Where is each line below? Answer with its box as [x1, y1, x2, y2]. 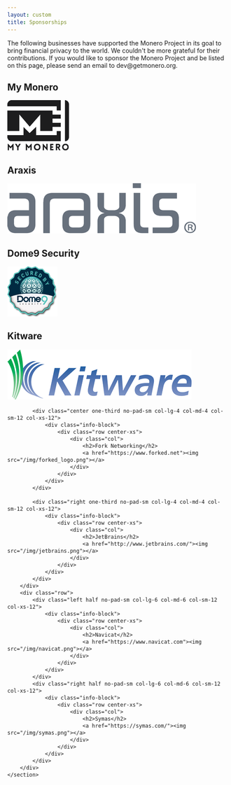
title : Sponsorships [7, 18, 68, 26]
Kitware [7, 330, 43, 342]
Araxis [7, 164, 36, 176]
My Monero [7, 81, 59, 93]
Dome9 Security [7, 247, 80, 259]
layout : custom [7, 11, 52, 18]
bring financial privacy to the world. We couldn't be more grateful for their [7, 46, 220, 55]
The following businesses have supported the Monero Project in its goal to [7, 38, 222, 47]
